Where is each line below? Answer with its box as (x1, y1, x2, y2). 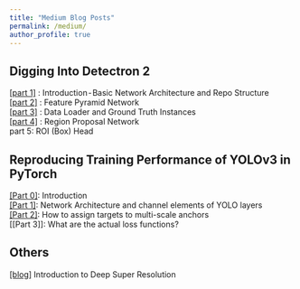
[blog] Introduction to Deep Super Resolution (9, 268, 176, 280)
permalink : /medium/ (9, 22, 88, 31)
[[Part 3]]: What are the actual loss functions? (9, 219, 179, 229)
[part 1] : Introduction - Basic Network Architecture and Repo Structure (9, 88, 269, 98)
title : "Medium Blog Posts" (9, 13, 116, 23)
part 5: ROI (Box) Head (9, 126, 94, 136)
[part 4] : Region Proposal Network (9, 117, 140, 127)
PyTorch (9, 166, 58, 182)
